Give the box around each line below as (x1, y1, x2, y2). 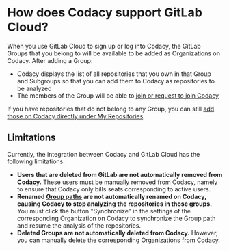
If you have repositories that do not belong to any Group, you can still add (7, 105, 215, 113)
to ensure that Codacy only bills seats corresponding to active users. (16, 185, 211, 193)
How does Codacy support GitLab (7, 5, 203, 21)
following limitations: (7, 157, 65, 166)
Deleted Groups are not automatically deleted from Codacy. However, (16, 228, 218, 237)
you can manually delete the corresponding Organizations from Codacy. (16, 236, 220, 244)
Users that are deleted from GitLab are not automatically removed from (16, 170, 223, 179)
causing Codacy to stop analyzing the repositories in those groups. (16, 200, 213, 208)
